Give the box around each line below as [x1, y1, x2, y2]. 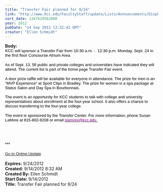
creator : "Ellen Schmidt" [5, 30, 57, 35]
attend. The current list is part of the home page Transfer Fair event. [5, 67, 124, 72]
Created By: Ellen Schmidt [5, 171, 58, 176]
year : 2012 [5, 20, 27, 26]
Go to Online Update [5, 151, 41, 156]
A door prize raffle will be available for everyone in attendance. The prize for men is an [5, 76, 155, 81]
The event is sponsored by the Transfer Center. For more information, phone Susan [5, 113, 151, 118]
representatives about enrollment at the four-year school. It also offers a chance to [5, 99, 148, 104]
